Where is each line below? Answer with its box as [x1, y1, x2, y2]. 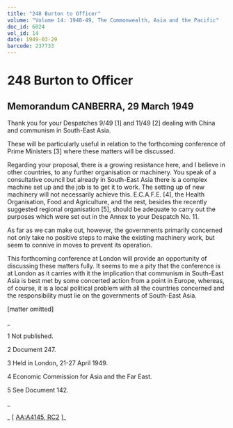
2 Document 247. [7, 346, 57, 353]
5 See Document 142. [7, 386, 69, 394]
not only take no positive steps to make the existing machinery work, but [7, 234, 216, 241]
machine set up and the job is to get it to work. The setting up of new [7, 183, 205, 191]
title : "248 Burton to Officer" [7, 10, 101, 17]
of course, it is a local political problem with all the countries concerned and [7, 284, 225, 292]
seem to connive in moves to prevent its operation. [7, 241, 152, 249]
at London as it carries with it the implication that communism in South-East [7, 269, 224, 277]
